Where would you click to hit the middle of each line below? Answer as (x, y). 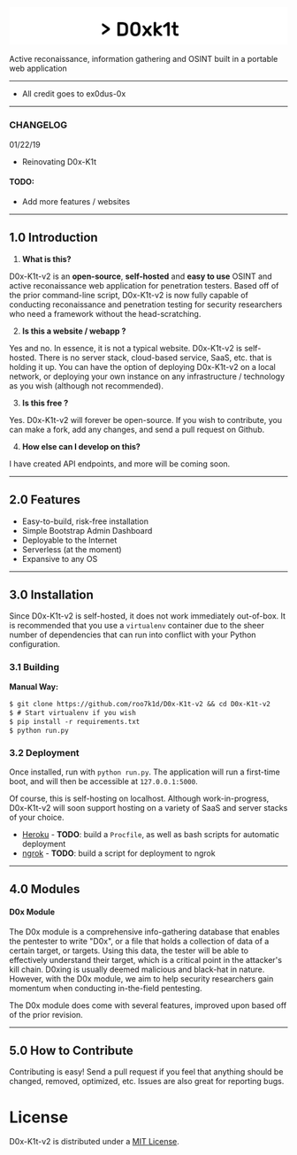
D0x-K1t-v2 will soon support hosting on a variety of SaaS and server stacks (148, 807)
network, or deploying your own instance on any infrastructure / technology (147, 376)
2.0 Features (45, 500)
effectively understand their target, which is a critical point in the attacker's (146, 959)
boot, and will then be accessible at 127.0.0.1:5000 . (103, 781)
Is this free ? (45, 403)
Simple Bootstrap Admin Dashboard (87, 530)
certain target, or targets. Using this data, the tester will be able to (129, 951)
